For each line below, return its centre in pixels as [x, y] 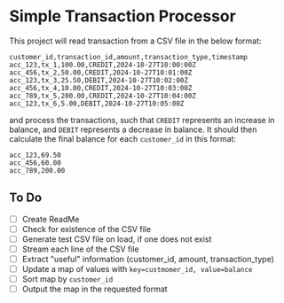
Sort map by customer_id [67, 279]
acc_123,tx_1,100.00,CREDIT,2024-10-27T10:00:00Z [103, 65]
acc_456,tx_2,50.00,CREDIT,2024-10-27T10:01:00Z [101, 73]
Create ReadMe [51, 219]
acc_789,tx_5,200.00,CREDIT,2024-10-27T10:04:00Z [103, 96]
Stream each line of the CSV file [80, 249]
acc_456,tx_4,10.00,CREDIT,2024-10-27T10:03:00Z [101, 88]
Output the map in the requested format [95, 289]
